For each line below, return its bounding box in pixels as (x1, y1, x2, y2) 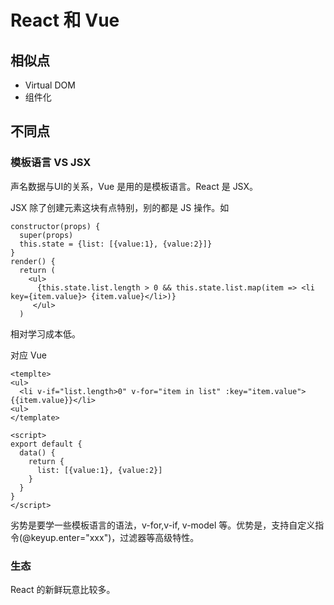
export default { (10, 439, 83, 449)
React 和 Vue (10, 9, 120, 32)
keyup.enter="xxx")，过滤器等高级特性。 (30, 531, 200, 543)
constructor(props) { (10, 221, 101, 231)
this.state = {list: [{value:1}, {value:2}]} (19, 239, 213, 249)
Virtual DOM (24, 79, 76, 91)
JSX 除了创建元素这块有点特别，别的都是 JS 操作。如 (10, 201, 230, 213)
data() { (19, 447, 56, 458)
